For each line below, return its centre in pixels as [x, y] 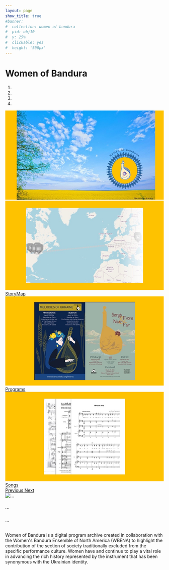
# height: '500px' [26, 48]
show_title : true [23, 16]
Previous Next [20, 490]
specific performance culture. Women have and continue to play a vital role [83, 551]
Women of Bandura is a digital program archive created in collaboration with [84, 535]
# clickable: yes [24, 43]
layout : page [19, 11]
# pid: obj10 [20, 32]
